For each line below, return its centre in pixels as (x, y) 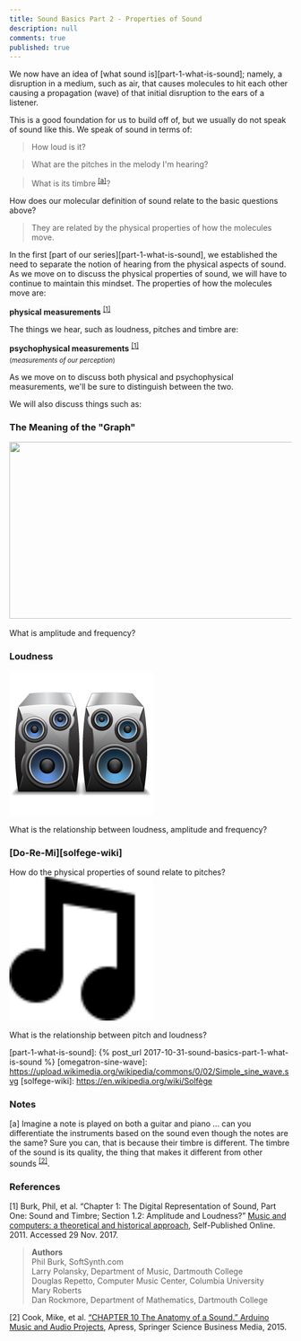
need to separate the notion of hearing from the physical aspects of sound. (148, 264)
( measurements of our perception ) (62, 361)
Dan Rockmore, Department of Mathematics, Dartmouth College (150, 1300)
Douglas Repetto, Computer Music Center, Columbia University (147, 1281)
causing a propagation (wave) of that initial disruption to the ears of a (137, 93)
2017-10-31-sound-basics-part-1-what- (216, 1052)
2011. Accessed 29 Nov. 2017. (64, 1235)
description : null (43, 28)
